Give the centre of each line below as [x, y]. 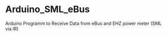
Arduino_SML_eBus [48, 9]
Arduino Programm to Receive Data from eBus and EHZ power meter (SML [83, 23]
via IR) [12, 28]
